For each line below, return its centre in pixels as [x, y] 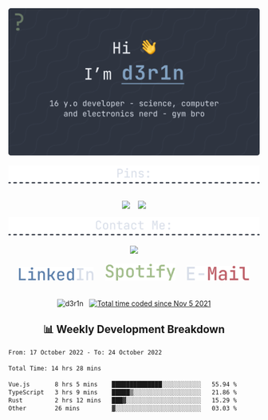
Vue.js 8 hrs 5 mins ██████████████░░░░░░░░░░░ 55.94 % [123, 385]
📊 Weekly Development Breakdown [134, 329]
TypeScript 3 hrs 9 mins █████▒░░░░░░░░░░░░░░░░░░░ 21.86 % [123, 393]
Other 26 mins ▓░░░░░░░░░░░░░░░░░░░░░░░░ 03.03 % [123, 409]
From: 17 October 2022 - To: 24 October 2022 [85, 353]
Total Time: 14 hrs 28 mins [55, 369]
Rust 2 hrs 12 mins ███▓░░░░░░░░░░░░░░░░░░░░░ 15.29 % [123, 401]
